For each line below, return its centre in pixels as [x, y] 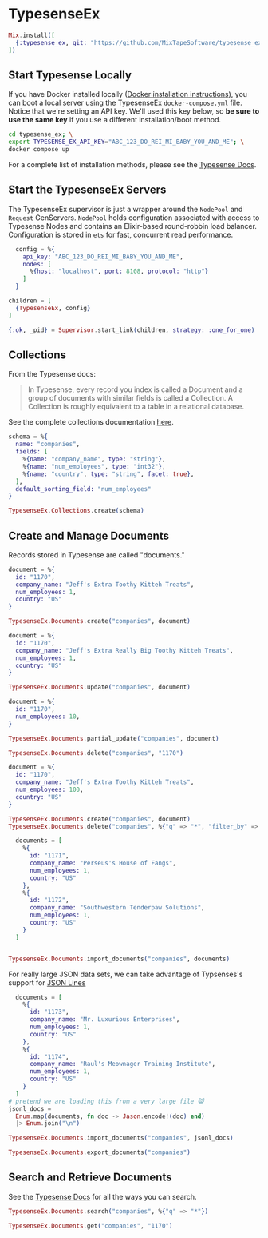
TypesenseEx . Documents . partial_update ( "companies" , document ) [114, 738]
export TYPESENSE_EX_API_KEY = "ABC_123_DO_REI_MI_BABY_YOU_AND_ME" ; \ [126, 142]
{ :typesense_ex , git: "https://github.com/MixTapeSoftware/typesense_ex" [140, 42]
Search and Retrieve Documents [90, 1178]
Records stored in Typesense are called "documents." [97, 555]
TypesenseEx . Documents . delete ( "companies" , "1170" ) [96, 753]
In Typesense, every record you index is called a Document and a [135, 389]
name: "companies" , [48, 445]
